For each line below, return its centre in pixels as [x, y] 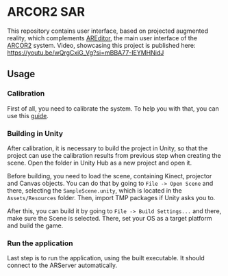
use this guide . [28, 115]
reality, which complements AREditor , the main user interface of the [102, 38]
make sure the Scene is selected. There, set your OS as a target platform [110, 218]
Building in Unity [35, 133]
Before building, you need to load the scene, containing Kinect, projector [110, 176]
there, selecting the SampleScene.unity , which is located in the [95, 190]
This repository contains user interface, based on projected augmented [108, 31]
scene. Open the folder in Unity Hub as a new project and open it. [100, 163]
